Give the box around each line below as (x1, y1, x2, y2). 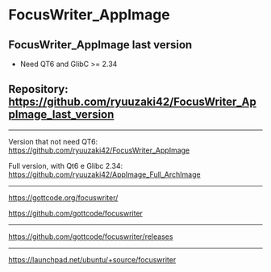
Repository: (8, 82, 69, 96)
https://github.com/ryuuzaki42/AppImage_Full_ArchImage (8, 169, 201, 179)
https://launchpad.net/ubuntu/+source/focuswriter (8, 254, 177, 264)
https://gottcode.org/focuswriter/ (8, 192, 119, 203)
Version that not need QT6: (8, 136, 98, 146)
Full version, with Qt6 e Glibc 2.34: (8, 161, 123, 170)
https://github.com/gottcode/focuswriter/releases (8, 232, 173, 241)
